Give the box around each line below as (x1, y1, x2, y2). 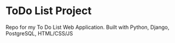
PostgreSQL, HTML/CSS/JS (5, 29, 73, 37)
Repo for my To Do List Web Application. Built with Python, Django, (5, 24, 170, 31)
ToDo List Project (5, 4, 92, 18)
